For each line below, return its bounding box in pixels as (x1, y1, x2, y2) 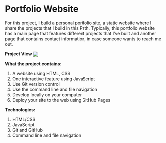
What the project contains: (5, 61, 62, 67)
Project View (5, 51, 32, 57)
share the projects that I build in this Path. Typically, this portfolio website (5, 25, 155, 31)
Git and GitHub (12, 127, 43, 133)
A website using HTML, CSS (12, 71, 71, 77)
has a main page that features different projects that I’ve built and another (5, 30, 157, 36)
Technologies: (5, 107, 36, 113)
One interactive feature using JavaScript (12, 76, 95, 82)
